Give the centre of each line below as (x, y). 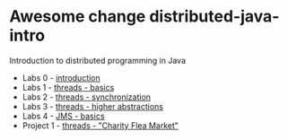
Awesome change (78, 17)
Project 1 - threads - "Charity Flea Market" (100, 125)
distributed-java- (214, 17)
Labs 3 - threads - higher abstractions (93, 106)
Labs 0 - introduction (61, 77)
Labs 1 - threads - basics (68, 87)
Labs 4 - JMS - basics (63, 116)
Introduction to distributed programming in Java (98, 60)
